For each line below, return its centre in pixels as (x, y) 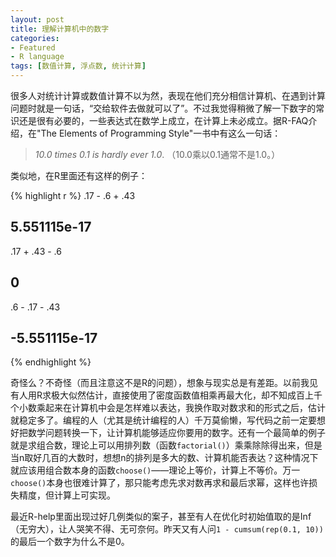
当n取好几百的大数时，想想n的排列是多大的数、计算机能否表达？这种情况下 (164, 458)
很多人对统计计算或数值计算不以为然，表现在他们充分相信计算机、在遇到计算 (168, 95)
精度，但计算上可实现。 (67, 495)
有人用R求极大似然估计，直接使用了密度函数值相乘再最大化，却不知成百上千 (166, 395)
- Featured (33, 47)
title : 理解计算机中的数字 (60, 29)
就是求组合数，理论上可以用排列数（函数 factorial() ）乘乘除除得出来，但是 (166, 445)
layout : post (37, 19)
